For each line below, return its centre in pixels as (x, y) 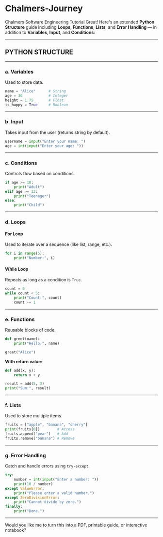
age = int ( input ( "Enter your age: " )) (44, 146)
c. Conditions (21, 163)
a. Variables (19, 72)
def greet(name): (23, 339)
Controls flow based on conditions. (40, 173)
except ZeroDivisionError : (32, 498)
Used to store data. (24, 82)
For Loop (14, 234)
